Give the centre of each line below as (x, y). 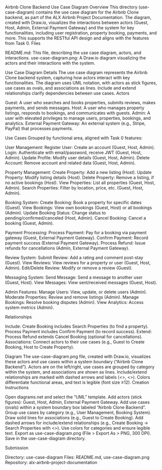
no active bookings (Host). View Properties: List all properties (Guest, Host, (80, 183)
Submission (17, 448)
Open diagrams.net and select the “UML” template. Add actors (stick (73, 397)
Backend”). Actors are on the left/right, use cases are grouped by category (80, 367)
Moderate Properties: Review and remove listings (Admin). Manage (72, 297)
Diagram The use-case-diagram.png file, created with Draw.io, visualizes (78, 357)
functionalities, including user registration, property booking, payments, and (81, 33)
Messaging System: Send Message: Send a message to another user (74, 277)
